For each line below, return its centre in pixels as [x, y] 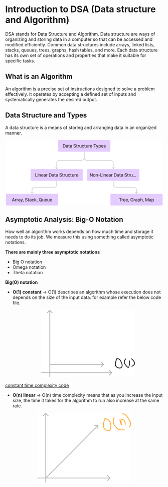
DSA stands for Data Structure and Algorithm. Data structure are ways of [80, 34]
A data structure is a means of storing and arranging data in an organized [81, 128]
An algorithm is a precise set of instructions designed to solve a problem [80, 89]
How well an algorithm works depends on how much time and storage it [79, 232]
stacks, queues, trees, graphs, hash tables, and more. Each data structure [81, 50]
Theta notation [28, 273]
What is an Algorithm [39, 77]
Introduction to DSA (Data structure [81, 9]
